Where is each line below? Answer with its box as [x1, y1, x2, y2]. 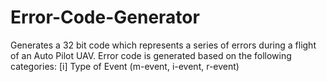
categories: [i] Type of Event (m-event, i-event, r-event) [10, 60, 240, 72]
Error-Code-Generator [10, 6, 200, 29]
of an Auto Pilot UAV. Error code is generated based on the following [10, 49, 292, 61]
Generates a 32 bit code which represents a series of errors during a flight [10, 39, 317, 51]
